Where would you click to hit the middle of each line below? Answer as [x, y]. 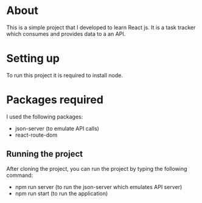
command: [20, 175]
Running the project [45, 154]
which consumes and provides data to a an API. [66, 33]
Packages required [55, 100]
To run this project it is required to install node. [64, 75]
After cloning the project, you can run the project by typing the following [97, 168]
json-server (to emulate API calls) [57, 128]
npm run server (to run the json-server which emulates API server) [99, 187]
